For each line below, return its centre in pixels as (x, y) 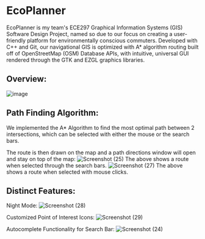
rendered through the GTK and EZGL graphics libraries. (76, 60)
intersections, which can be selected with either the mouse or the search (98, 134)
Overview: (27, 79)
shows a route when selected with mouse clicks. (67, 172)
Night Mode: (22, 205)
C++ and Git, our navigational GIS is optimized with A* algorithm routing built (103, 47)
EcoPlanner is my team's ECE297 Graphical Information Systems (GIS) (95, 27)
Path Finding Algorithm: (52, 113)
